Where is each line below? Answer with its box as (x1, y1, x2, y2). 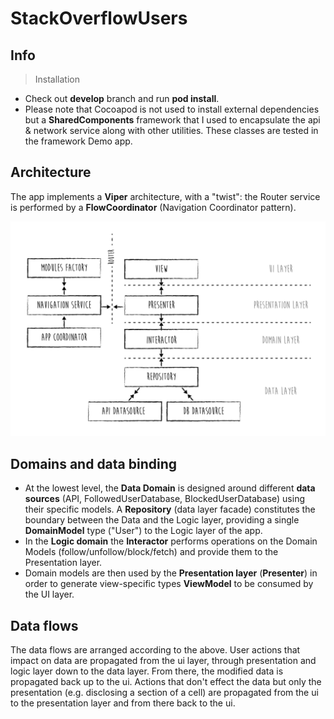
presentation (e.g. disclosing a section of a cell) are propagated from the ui (10, 686, 319, 698)
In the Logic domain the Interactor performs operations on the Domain (24, 535, 318, 547)
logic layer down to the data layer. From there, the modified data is (10, 665, 284, 677)
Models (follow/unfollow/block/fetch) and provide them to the (24, 546, 279, 558)
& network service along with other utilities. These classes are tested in (24, 125, 319, 136)
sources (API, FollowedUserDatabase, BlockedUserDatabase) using (24, 493, 305, 505)
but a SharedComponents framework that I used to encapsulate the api (24, 114, 321, 126)
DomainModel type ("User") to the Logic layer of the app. (24, 525, 263, 537)
